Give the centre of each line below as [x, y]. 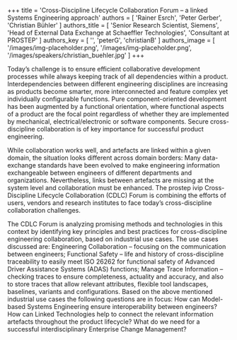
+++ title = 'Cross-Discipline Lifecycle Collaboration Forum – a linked [108, 10]
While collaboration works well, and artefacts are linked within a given [109, 150]
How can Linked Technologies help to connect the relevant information [110, 314]
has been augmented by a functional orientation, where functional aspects [116, 106]
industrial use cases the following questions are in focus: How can [104, 299]
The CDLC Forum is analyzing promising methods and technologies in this [115, 224]
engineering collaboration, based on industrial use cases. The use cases [113, 239]
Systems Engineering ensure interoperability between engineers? [122, 306]
